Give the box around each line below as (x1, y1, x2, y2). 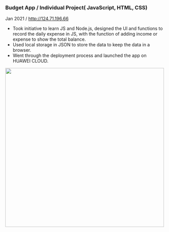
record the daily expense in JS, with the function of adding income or (12, 31, 158, 37)
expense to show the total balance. (12, 36, 86, 42)
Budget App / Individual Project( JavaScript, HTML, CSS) (5, 4, 148, 11)
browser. (12, 47, 31, 53)
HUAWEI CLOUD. (12, 58, 49, 64)
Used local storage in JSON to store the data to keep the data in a (12, 42, 150, 48)
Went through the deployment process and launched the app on (12, 52, 147, 59)
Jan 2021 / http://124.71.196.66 (5, 16, 69, 22)
